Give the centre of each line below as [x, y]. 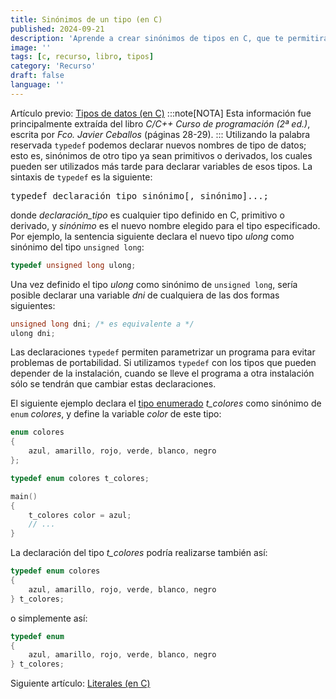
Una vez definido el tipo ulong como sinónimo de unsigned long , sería [154, 284]
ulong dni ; [33, 333]
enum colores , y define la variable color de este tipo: [116, 414]
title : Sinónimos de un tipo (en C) [86, 19]
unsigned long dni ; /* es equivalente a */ [102, 324]
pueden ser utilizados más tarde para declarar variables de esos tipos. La [161, 166]
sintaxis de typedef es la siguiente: [81, 177]
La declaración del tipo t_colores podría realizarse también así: [139, 553]
